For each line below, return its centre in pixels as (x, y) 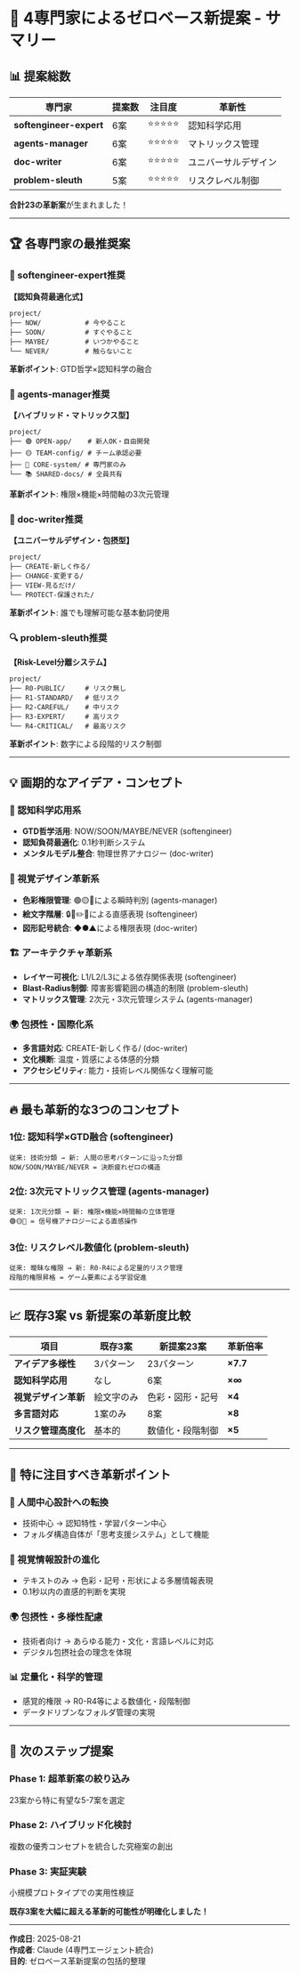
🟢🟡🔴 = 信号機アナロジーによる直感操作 (73, 1222)
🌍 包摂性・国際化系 (52, 1024)
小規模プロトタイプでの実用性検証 (72, 1893)
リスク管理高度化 (50, 1431)
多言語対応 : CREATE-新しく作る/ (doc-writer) (105, 1048)
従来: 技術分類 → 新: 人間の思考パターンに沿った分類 (96, 1158)
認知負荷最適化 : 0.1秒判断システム (84, 843)
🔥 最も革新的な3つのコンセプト (95, 1109)
